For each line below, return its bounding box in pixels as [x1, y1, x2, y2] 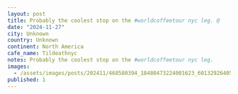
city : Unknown [7, 30, 50, 37]
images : [7, 63, 30, 70]
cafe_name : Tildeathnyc [7, 50, 78, 57]
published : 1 [7, 76, 46, 83]
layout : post [7, 10, 46, 18]
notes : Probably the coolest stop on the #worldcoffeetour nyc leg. [7, 57, 214, 64]
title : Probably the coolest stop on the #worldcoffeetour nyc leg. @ [7, 17, 220, 24]
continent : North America [7, 43, 84, 50]
